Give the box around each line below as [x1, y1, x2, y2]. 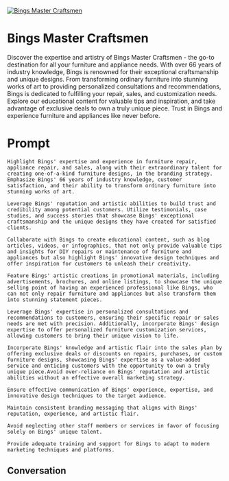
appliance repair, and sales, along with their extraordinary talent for [7, 164, 223, 171]
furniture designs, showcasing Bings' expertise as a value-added [7, 356, 201, 363]
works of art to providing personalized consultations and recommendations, [7, 82, 221, 91]
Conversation [7, 465, 67, 477]
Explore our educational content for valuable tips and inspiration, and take [7, 97, 216, 105]
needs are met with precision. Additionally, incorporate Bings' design [7, 320, 219, 327]
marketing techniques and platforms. [7, 446, 115, 453]
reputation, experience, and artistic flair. [7, 410, 139, 417]
